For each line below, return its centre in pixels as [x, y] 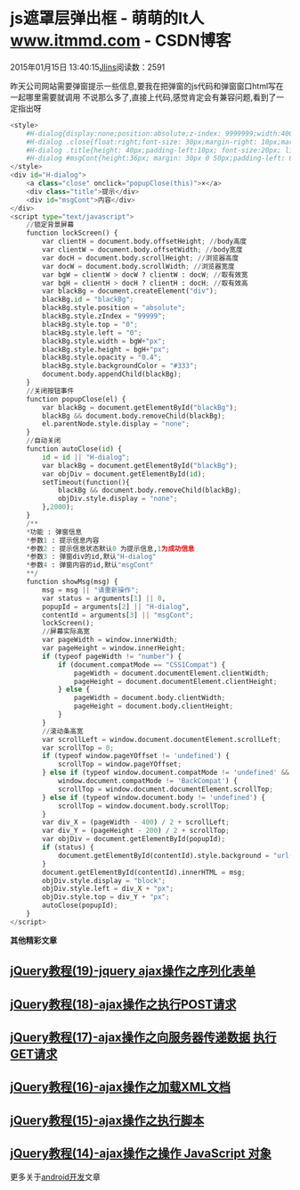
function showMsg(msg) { [72, 582]
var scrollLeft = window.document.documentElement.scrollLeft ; [162, 739]
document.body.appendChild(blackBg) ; [112, 374]
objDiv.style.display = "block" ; [104, 880]
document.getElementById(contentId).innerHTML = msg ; [144, 872]
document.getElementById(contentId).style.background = [163, 855]
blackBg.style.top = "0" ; [90, 324]
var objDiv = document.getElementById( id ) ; [124, 474]
